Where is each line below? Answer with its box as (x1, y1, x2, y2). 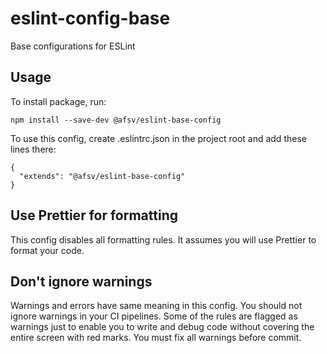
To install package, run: (10, 95, 107, 107)
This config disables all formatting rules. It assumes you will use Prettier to (10, 233, 317, 246)
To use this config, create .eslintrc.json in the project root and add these (10, 132, 307, 144)
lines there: (10, 143, 57, 155)
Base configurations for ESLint (10, 40, 136, 52)
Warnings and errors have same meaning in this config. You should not (10, 300, 303, 312)
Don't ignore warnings (10, 273, 153, 290)
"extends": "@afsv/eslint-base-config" (19, 171, 186, 181)
